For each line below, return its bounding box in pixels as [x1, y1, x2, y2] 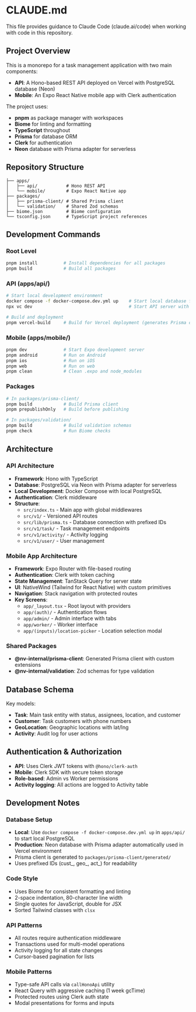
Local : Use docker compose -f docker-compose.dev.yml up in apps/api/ [14, 829, 185, 836]
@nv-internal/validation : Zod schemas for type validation [14, 667, 155, 674]
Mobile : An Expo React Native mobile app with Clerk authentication [14, 91, 177, 98]
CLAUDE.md [6, 4, 68, 17]
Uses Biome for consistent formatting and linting [14, 887, 131, 895]
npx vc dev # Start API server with [6, 304, 190, 310]
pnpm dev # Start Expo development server [6, 346, 145, 353]
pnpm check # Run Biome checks [6, 428, 111, 434]
